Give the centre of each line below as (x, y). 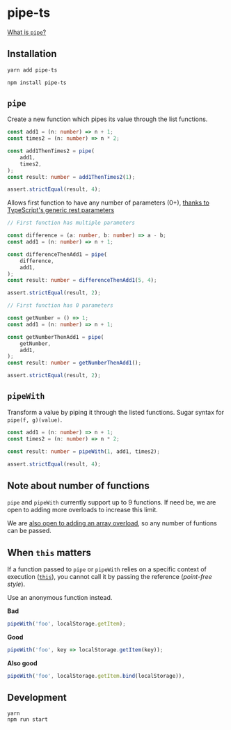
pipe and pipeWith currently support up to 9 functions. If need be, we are (112, 502)
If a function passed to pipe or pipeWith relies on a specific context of (107, 569)
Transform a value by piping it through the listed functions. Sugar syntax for (116, 412)
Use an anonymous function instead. (60, 597)
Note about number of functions (78, 485)
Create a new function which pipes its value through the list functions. (107, 119)
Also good (22, 663)
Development (37, 698)
